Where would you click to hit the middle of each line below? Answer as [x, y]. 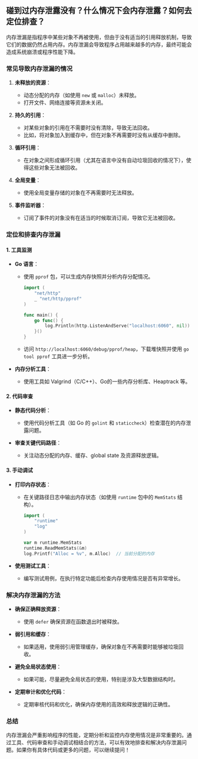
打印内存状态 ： [33, 484]
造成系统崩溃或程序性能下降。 [42, 51]
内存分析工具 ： [33, 369]
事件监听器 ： [30, 205]
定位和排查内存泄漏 [33, 235]
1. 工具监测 [19, 249]
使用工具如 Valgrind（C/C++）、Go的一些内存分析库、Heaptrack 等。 [107, 382]
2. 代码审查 [20, 396]
